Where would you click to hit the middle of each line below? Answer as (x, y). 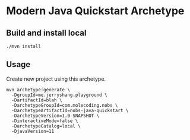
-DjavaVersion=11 (33, 131)
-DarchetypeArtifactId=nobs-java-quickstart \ (70, 110)
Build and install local (46, 33)
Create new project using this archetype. (56, 79)
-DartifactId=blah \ (37, 100)
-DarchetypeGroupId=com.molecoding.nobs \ (65, 105)
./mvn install (24, 46)
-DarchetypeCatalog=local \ (46, 126)
